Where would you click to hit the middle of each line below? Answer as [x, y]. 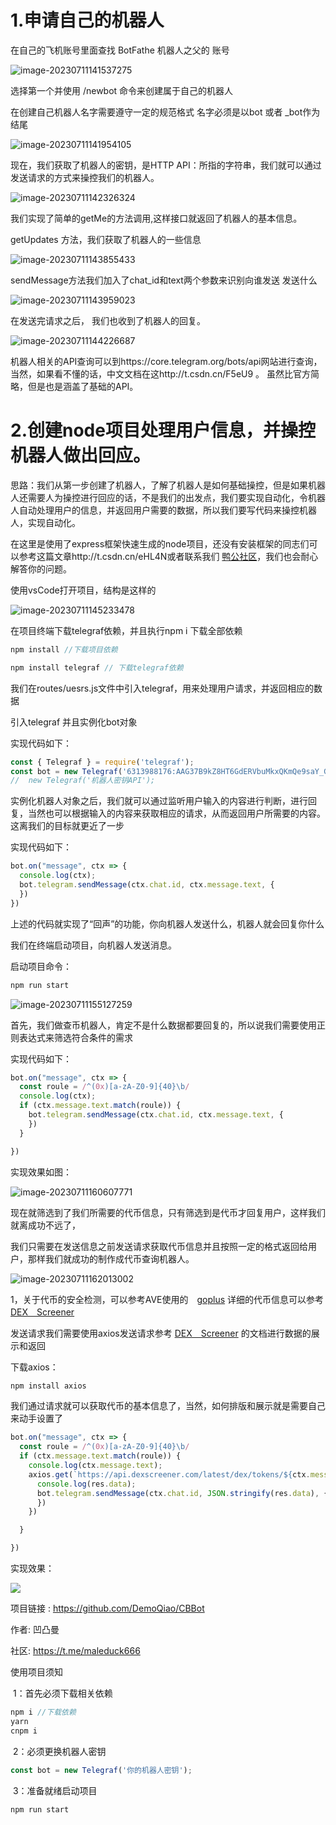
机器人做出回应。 [81, 455]
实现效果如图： [41, 1172]
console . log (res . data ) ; [86, 1484]
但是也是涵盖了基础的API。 [83, 386]
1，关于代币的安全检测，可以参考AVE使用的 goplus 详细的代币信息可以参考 [167, 1299]
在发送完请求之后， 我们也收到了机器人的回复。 [108, 320]
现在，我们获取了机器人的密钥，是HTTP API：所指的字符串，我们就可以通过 [166, 165]
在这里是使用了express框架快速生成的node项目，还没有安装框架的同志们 [160, 543]
